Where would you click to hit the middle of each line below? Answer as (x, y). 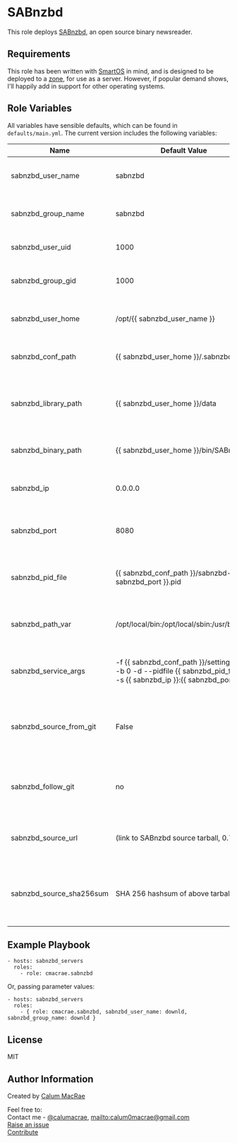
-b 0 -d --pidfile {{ (148, 670)
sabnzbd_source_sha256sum (60, 893)
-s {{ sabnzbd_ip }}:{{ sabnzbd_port (175, 680)
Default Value (184, 150)
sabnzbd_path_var (41, 624)
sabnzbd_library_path (47, 403)
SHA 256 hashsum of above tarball (174, 893)
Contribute (23, 1132)
